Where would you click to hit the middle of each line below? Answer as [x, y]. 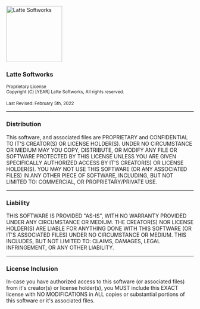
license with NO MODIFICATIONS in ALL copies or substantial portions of [96, 294]
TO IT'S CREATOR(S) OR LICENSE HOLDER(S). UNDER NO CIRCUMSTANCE [99, 143]
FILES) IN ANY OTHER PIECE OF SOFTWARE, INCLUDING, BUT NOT [90, 175]
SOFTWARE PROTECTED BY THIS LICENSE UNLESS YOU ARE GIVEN [91, 156]
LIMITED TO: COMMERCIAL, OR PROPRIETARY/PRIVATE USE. [82, 182]
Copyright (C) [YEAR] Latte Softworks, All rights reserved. [65, 92]
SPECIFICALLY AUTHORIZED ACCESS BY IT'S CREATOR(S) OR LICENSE [95, 163]
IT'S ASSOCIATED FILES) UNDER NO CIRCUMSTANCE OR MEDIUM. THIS [96, 235]
